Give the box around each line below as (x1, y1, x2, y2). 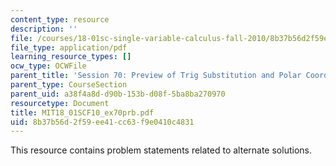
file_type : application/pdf (10, 42, 128, 53)
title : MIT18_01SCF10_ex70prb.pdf (10, 107, 155, 118)
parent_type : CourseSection (10, 80, 128, 90)
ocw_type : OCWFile (10, 61, 87, 71)
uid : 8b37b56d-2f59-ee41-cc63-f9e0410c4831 (10, 117, 195, 127)
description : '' (10, 24, 78, 34)
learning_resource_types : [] (10, 52, 132, 62)
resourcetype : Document (10, 98, 110, 108)
